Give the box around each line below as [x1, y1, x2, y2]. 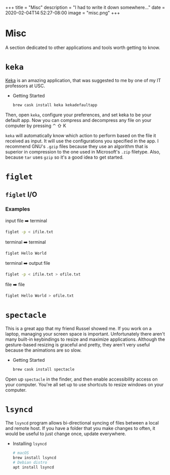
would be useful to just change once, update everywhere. [5, 431, 126, 437]
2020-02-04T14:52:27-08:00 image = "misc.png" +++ [5, 10, 121, 16]
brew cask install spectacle [12, 367, 75, 372]
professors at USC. [5, 83, 45, 89]
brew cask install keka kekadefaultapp [12, 102, 98, 108]
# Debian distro [12, 460, 47, 465]
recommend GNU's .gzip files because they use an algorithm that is [5, 143, 149, 149]
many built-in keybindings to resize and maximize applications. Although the [5, 336, 165, 342]
